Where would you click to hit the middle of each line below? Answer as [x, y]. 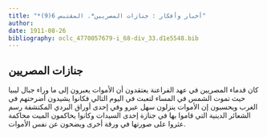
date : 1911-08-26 [37, 30]
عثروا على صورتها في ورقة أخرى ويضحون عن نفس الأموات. [97, 124]
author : [21, 23]
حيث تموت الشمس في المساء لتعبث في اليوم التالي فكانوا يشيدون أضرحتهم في [127, 99]
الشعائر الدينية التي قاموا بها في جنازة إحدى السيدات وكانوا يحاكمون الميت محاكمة [129, 115]
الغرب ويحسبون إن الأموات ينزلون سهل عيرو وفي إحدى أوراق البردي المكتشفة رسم [133, 107]
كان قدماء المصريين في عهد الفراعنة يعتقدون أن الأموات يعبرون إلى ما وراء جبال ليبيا [133, 90]
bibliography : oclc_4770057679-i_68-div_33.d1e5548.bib [103, 38]
